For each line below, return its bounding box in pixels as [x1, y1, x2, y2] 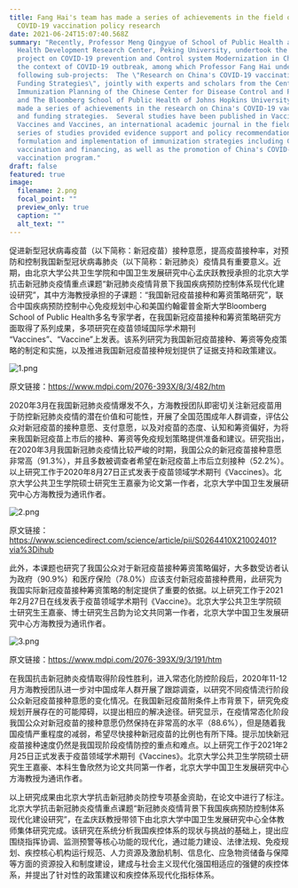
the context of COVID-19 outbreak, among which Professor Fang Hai [17, 63, 272, 72]
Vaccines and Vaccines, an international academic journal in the [17, 121, 268, 130]
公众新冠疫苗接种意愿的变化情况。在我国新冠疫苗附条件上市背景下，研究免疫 [9, 694, 289, 706]
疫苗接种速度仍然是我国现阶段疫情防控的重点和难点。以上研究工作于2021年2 [9, 739, 288, 750]
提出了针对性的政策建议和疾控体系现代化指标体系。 [32, 869, 219, 880]
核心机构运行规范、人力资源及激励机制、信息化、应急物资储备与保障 [39, 847, 289, 858]
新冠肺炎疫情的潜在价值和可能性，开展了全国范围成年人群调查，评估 [32, 410, 281, 422]
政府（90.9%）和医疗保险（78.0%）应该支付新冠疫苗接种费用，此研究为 [16, 574, 282, 584]
